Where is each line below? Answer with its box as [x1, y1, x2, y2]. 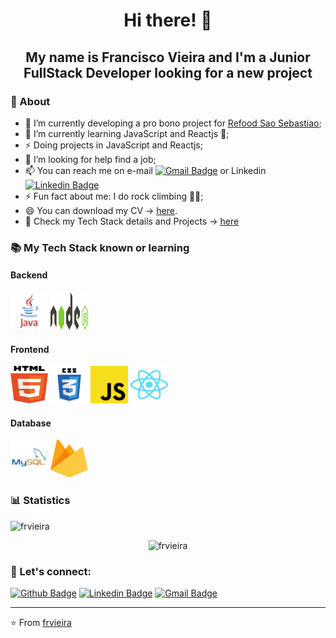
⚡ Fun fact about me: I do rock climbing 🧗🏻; [24, 190, 204, 202]
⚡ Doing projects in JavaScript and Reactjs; [24, 139, 203, 151]
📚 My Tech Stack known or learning [10, 240, 190, 254]
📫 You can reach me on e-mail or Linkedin [24, 164, 267, 176]
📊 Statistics [10, 494, 71, 508]
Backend [10, 269, 48, 281]
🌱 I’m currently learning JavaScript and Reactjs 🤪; [24, 127, 230, 139]
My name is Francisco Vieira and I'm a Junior [25, 49, 311, 66]
